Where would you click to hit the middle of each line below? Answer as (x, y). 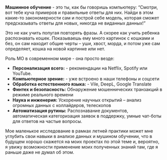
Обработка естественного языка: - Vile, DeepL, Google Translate (82, 84)
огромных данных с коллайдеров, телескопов (62, 105)
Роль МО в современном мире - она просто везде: (60, 58)
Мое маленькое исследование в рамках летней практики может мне (79, 131)
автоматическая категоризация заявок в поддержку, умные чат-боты (87, 116)
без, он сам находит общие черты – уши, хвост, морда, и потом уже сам (83, 43)
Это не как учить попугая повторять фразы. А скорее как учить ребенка (83, 33)
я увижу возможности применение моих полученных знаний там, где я (82, 147)
